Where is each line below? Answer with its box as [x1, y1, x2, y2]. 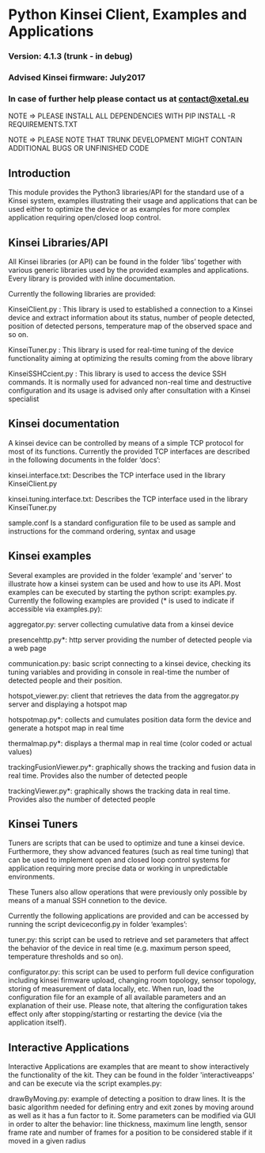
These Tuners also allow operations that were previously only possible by [8, 887, 248, 897]
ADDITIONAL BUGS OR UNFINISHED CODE [8, 144, 150, 153]
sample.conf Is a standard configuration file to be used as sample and [8, 518, 236, 527]
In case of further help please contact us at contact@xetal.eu [8, 93, 249, 104]
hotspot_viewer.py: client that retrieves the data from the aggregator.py [8, 691, 240, 700]
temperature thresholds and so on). [8, 952, 124, 961]
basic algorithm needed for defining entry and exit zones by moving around [8, 1102, 255, 1112]
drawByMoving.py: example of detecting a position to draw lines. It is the [8, 1094, 246, 1104]
